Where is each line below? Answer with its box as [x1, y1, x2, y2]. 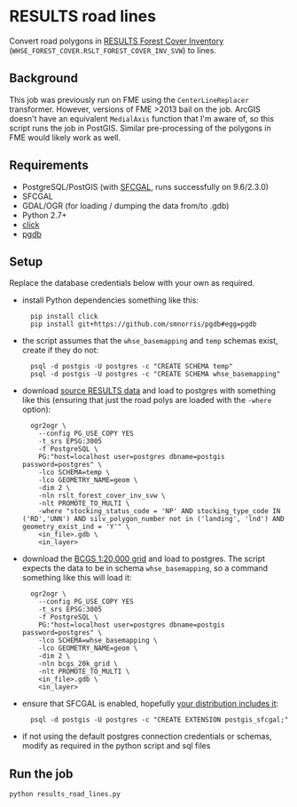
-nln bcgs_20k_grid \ [38, 660, 118, 669]
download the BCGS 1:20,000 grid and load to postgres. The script [21, 553, 266, 565]
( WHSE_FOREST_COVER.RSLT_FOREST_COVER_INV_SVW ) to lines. [9, 44, 217, 55]
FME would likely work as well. [9, 131, 121, 143]
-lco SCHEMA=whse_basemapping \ [38, 637, 158, 645]
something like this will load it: [21, 573, 132, 583]
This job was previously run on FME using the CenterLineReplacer [9, 94, 250, 105]
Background [9, 71, 78, 86]
